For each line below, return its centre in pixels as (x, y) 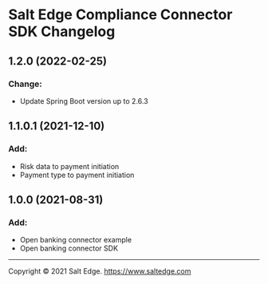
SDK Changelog (62, 32)
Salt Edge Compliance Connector (120, 15)
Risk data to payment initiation (69, 166)
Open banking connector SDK (69, 248)
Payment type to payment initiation (77, 175)
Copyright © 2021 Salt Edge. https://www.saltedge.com (100, 271)
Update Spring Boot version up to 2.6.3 (84, 101)
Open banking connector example (76, 240)
